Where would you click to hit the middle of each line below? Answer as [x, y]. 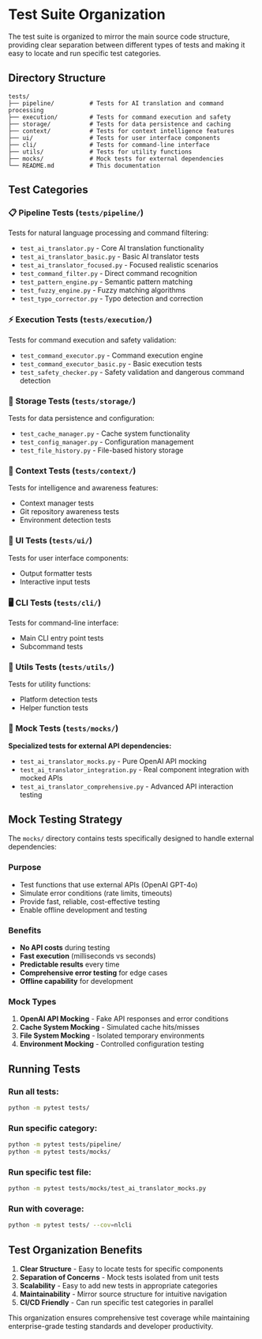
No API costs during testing [65, 948]
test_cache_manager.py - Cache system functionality [105, 433]
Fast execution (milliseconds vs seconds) [88, 955]
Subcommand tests [51, 646]
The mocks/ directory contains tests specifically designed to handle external [131, 838]
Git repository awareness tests [69, 512]
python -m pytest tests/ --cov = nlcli [70, 1225]
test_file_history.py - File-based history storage [101, 450]
